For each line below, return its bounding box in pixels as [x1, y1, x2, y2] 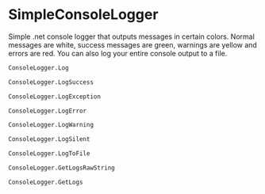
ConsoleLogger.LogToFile [8, 150, 90, 158]
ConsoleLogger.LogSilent [8, 135, 90, 143]
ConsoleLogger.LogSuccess [8, 78, 94, 86]
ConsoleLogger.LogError [8, 107, 87, 115]
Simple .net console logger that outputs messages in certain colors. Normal [8, 32, 255, 41]
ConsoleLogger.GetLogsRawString [8, 164, 115, 172]
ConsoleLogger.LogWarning [8, 121, 94, 129]
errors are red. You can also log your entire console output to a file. [8, 48, 228, 58]
